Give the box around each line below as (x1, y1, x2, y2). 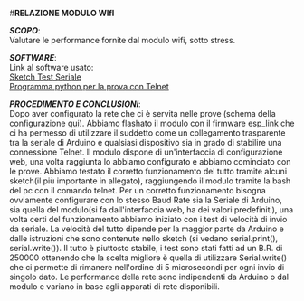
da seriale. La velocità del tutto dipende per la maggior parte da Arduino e (9, 223, 285, 234)
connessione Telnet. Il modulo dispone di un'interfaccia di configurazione (9, 146, 283, 157)
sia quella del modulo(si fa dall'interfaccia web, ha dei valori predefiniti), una (9, 204, 294, 215)
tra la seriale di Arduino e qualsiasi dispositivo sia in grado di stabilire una (9, 137, 282, 147)
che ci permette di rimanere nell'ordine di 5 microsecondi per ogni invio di (9, 262, 285, 272)
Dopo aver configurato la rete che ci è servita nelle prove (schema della (9, 108, 276, 118)
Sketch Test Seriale (9, 71, 81, 82)
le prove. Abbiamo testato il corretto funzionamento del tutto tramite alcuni (9, 166, 288, 176)
